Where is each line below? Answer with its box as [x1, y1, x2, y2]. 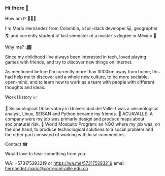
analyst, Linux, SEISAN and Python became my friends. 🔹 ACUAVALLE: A [5, 111, 153, 117]
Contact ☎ [5, 141, 28, 147]
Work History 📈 [5, 94, 37, 100]
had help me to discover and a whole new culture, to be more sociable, [5, 74, 149, 80]
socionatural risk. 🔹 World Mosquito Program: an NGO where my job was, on [5, 121, 160, 127]
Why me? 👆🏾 [5, 44, 32, 50]
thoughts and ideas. [5, 85, 46, 90]
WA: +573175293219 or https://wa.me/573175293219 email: [5, 160, 126, 166]
